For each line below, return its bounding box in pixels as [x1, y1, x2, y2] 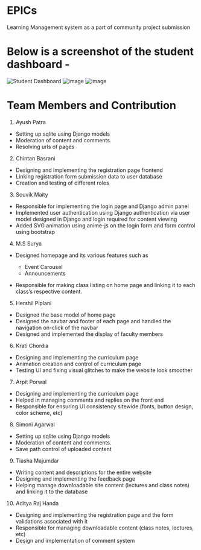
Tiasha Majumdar [15, 457, 59, 464]
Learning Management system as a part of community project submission [7, 24, 191, 31]
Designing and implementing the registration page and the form [15, 511, 174, 519]
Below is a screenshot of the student [7, 45, 194, 58]
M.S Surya [15, 239, 42, 247]
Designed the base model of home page [15, 311, 116, 318]
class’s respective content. [15, 288, 82, 295]
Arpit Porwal [15, 378, 47, 385]
